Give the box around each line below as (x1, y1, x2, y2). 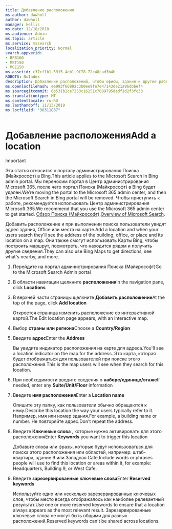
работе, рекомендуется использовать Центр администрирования (5, 200, 150, 206)
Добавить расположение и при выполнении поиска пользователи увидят (5, 221, 166, 227)
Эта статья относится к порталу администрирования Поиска (5, 167, 139, 173)
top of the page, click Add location (12, 299, 87, 306)
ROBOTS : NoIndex (5, 74, 40, 79)
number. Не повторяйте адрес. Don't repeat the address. (12, 418, 134, 424)
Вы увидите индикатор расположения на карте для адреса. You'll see (12, 344, 164, 351)
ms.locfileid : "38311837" (5, 108, 60, 113)
